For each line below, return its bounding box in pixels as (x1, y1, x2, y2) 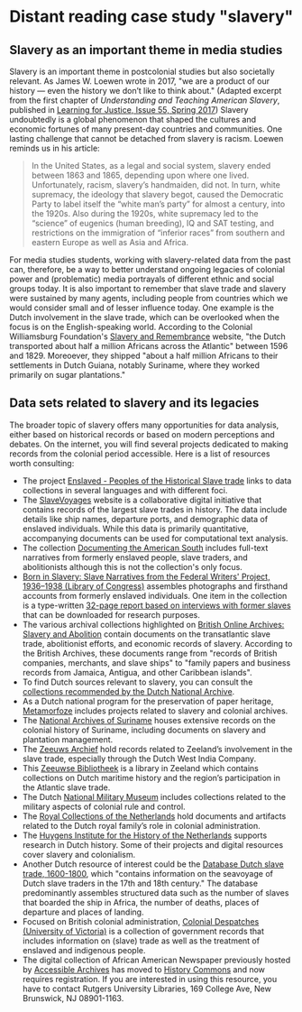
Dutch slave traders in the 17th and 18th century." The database (22, 878, 259, 888)
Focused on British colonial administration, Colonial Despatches (22, 915, 260, 926)
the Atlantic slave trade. (22, 782, 111, 793)
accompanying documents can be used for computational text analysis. (22, 532, 288, 543)
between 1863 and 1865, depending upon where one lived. (31, 170, 250, 180)
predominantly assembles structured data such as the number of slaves (22, 887, 289, 898)
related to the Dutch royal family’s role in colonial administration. (22, 820, 261, 831)
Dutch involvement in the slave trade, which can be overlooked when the (9, 312, 279, 322)
